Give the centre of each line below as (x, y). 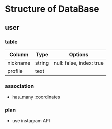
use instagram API (31, 121)
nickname (19, 63)
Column (19, 54)
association (20, 86)
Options (79, 54)
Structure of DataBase (52, 9)
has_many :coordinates (36, 97)
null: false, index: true (79, 63)
